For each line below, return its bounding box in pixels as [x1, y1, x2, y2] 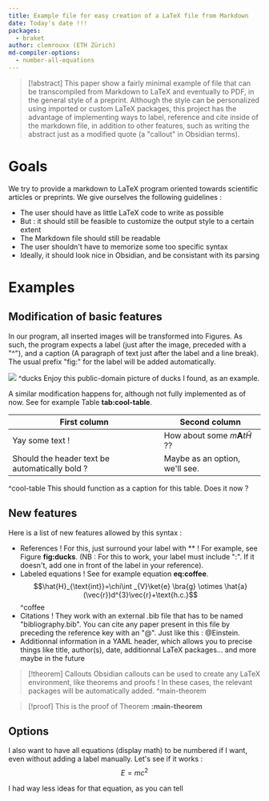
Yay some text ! [12, 435, 70, 446]
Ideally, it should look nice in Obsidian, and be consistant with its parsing [19, 250, 260, 260]
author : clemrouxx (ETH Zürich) [8, 42, 116, 50]
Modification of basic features [8, 310, 163, 324]
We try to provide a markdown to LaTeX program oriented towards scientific [8, 183, 259, 193]
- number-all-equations [15, 57, 94, 65]
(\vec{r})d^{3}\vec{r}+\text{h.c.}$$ [82, 590, 199, 599]
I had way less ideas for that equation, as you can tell [8, 783, 184, 793]
